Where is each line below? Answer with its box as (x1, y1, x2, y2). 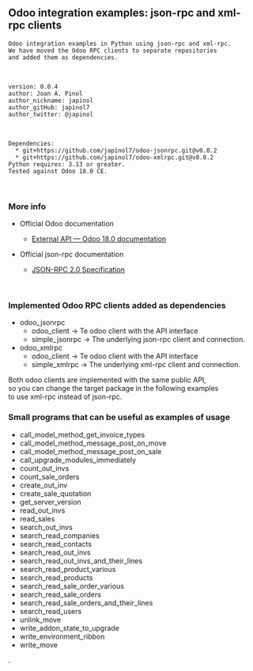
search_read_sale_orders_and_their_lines (19, 597, 153, 608)
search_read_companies (19, 530, 100, 540)
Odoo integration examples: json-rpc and (8, 6, 216, 20)
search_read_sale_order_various (19, 581, 125, 590)
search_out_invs (19, 522, 73, 532)
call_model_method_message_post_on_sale (19, 446, 162, 456)
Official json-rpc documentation (19, 249, 124, 260)
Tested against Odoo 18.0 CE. (8, 167, 108, 175)
